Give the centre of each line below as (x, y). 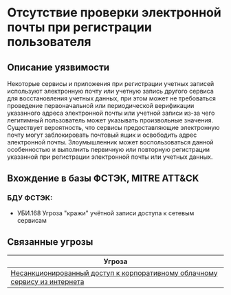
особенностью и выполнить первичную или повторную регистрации (108, 150)
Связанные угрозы (50, 242)
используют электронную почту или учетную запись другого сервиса (111, 91)
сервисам (32, 220)
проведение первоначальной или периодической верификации (101, 106)
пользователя (49, 42)
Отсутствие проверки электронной (114, 13)
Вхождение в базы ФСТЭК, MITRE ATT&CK (103, 178)
